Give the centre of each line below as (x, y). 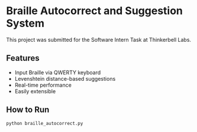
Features (23, 58)
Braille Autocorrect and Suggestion (95, 11)
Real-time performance (43, 85)
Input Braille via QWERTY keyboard (58, 72)
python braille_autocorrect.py (45, 123)
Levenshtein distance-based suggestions (65, 78)
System (25, 23)
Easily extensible (35, 91)
